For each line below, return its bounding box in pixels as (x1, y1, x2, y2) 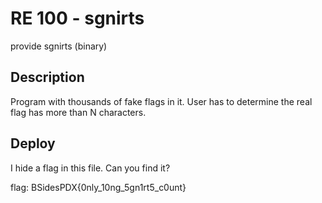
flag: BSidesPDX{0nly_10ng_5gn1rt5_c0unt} (10, 181, 187, 193)
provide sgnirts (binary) (10, 40, 108, 52)
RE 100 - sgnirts (10, 7, 145, 30)
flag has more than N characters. (10, 106, 147, 118)
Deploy (10, 135, 56, 152)
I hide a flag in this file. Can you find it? (10, 162, 171, 174)
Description (10, 69, 85, 86)
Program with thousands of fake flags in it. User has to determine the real (10, 95, 313, 107)
